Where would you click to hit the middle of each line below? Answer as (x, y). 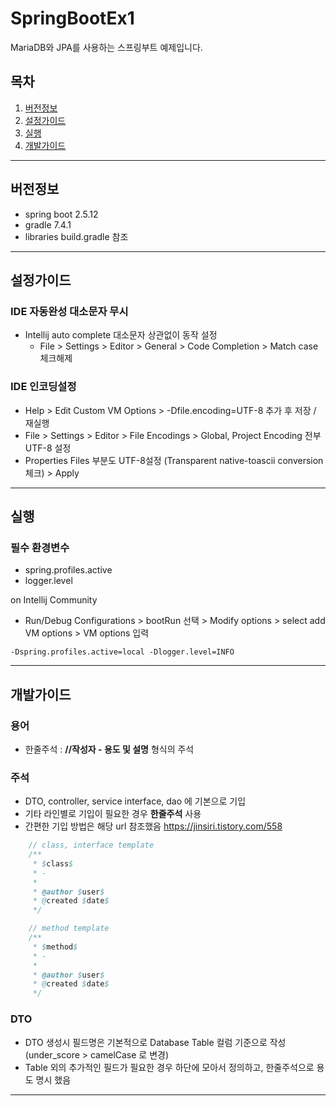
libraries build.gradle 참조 (76, 236)
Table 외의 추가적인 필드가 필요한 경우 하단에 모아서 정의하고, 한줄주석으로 (169, 1067)
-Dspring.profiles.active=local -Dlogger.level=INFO (122, 652)
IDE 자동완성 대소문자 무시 (69, 311)
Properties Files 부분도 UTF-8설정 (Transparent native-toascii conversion (174, 460)
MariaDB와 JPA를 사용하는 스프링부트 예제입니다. (106, 47)
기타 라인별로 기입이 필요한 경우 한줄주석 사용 (113, 814)
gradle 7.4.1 (48, 224)
